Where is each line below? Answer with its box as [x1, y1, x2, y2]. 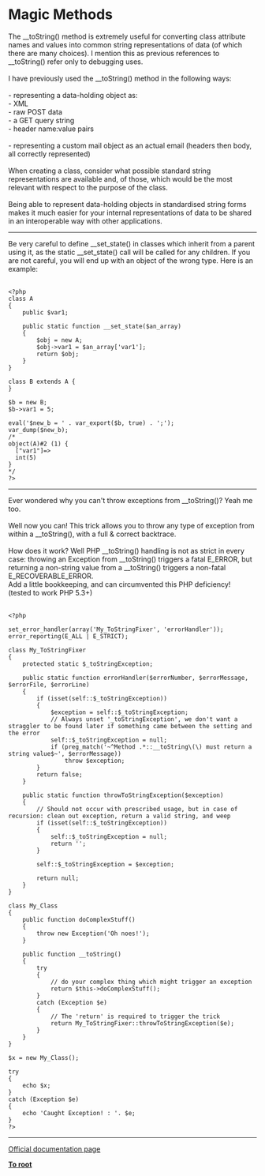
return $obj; [36, 350, 80, 358]
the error [8, 729, 41, 737]
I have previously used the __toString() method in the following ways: [8, 73, 232, 83]
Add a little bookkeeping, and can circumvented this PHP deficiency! [8, 579, 231, 589]
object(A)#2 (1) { [8, 440, 69, 448]
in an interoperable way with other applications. [8, 216, 163, 226]
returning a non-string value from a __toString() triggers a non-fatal [8, 562, 226, 572]
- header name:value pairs [8, 124, 95, 133]
